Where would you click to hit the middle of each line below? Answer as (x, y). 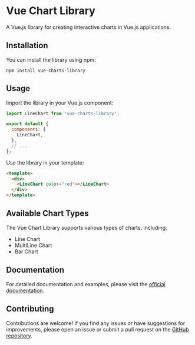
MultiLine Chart (33, 245)
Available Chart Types (48, 214)
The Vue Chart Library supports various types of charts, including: (87, 227)
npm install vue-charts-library (46, 71)
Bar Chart (26, 252)
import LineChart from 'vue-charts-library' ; (63, 113)
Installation (27, 46)
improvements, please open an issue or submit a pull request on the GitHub (97, 329)
